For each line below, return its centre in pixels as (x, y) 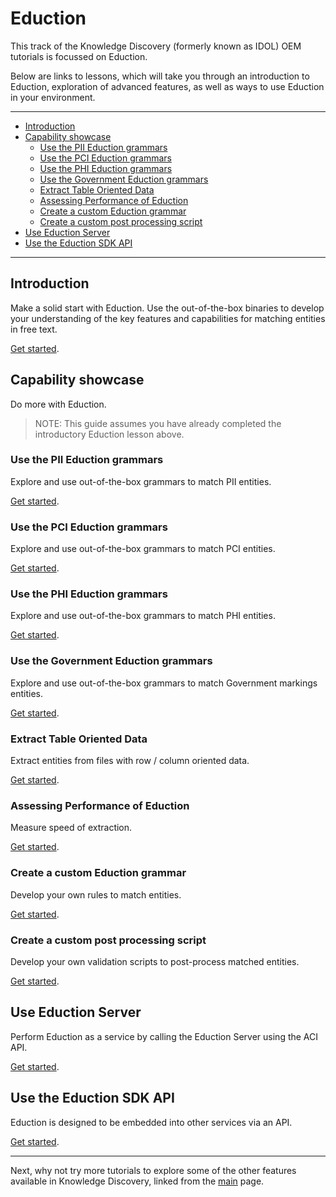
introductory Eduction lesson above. (109, 434)
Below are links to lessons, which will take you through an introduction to (160, 76)
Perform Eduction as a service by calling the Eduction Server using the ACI (164, 1036)
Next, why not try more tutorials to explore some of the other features (153, 1170)
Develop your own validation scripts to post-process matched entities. (155, 961)
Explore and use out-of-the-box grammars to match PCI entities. (143, 549)
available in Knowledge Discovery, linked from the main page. (137, 1181)
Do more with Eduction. (58, 404)
